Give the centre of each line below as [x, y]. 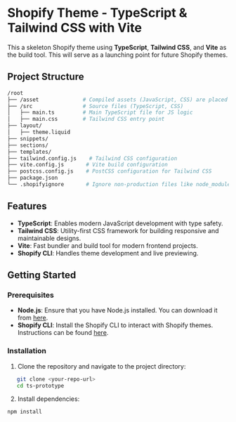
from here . [33, 318]
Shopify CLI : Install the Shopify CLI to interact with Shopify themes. [115, 325]
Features [27, 206]
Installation [27, 351]
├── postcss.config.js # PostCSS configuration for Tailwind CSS [110, 171]
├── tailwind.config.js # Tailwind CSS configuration [92, 158]
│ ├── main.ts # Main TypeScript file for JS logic [100, 113]
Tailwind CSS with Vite [75, 28]
